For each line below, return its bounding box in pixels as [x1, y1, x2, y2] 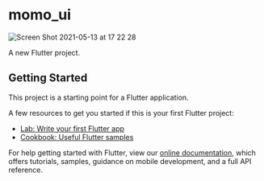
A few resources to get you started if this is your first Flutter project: [8, 108, 234, 117]
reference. [8, 165, 43, 175]
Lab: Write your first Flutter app [19, 123, 125, 134]
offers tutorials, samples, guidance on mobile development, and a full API [8, 156, 252, 166]
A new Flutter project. [8, 47, 81, 57]
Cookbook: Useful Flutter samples [19, 132, 134, 142]
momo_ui [8, 6, 71, 24]
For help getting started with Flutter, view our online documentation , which [8, 147, 257, 158]
